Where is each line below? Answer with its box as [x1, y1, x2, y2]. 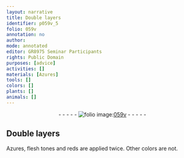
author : [6, 37, 26, 43]
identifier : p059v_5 [6, 20, 59, 26]
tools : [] [6, 77, 32, 83]
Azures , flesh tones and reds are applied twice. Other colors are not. [6, 145, 179, 152]
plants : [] [6, 88, 34, 95]
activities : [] [6, 65, 45, 72]
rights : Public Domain [6, 54, 64, 60]
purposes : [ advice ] [6, 60, 56, 66]
